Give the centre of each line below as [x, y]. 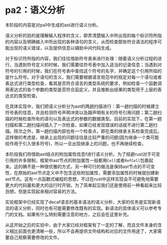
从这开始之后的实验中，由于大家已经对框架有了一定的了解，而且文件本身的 [81, 225]
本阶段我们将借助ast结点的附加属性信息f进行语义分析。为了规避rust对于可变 [83, 154]
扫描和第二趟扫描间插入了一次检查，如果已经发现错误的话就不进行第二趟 [79, 125]
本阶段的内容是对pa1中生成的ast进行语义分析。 [53, 25]
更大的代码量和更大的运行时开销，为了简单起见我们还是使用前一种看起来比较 [83, 185]
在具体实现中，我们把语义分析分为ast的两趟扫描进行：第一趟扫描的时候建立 [82, 106]
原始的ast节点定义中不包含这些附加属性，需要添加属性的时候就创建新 [89, 172]
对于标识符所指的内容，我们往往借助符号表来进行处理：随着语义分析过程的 [81, 58]
